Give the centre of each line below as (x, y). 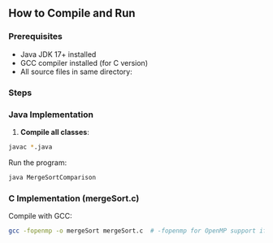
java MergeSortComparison (52, 177)
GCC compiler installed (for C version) (84, 63)
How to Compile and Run (72, 13)
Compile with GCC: (40, 215)
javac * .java (30, 147)
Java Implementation (51, 115)
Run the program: (38, 163)
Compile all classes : (54, 132)
